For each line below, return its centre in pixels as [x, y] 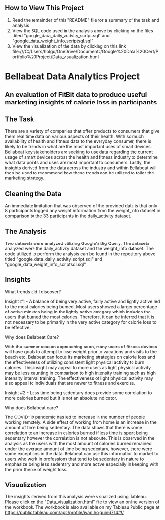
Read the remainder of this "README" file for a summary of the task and [85, 20]
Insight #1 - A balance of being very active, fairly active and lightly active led [82, 301]
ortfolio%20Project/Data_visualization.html [55, 57]
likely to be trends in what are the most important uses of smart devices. [79, 147]
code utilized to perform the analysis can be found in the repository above [80, 254]
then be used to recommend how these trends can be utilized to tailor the [80, 173]
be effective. [18, 327]
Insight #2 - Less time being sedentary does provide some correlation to [79, 393]
